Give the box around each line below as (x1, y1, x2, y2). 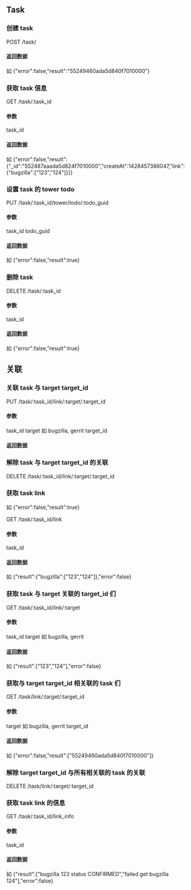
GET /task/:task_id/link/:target (6, 604, 80, 611)
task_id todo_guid (6, 228, 50, 235)
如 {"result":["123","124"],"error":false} (6, 662, 101, 670)
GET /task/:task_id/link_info (6, 813, 74, 820)
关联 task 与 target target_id (6, 383, 89, 392)
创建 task (6, 24, 33, 33)
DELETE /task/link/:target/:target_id (6, 783, 94, 790)
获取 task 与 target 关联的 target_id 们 (6, 590, 116, 598)
